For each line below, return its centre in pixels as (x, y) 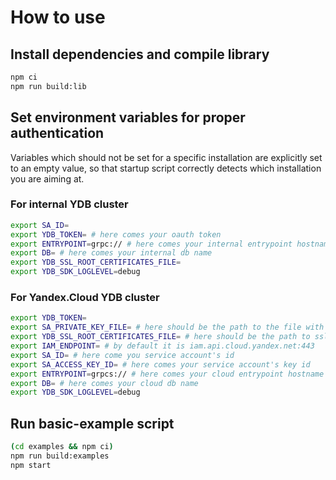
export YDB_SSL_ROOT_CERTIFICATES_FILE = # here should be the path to (160, 337)
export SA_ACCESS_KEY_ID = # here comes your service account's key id (160, 364)
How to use (58, 17)
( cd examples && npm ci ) (62, 447)
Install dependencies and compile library (140, 54)
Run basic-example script (92, 423)
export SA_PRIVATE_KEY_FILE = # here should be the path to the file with (167, 327)
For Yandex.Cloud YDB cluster (85, 298)
